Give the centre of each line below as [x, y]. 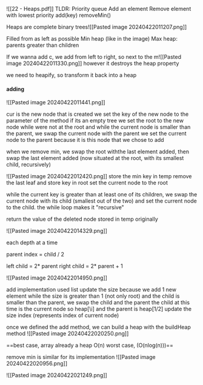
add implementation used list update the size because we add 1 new [92, 290]
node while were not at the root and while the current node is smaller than [98, 127]
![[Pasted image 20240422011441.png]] [56, 102]
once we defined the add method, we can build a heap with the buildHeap [98, 327]
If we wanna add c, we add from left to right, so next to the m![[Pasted [94, 57]
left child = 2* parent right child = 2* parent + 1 [65, 266]
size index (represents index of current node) [63, 315]
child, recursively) [29, 165]
